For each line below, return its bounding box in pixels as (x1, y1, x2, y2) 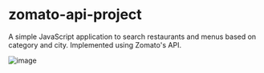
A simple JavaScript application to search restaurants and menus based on (8, 32, 257, 41)
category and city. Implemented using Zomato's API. (8, 40, 182, 49)
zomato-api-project (8, 6, 142, 24)
